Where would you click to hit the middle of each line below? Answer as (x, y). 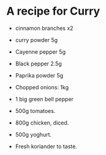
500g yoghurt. (33, 134)
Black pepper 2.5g (39, 63)
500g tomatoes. (35, 110)
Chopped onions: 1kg (42, 87)
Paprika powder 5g (39, 75)
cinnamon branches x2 (44, 28)
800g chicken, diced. (42, 123)
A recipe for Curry (53, 11)
